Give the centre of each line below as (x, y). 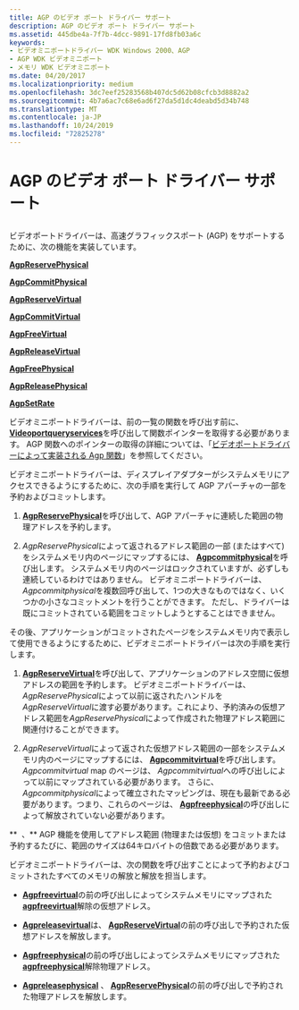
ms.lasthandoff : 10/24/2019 (62, 126)
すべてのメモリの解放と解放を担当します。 (133, 876)
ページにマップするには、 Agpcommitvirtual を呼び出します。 (167, 760)
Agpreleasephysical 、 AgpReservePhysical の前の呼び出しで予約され (153, 986)
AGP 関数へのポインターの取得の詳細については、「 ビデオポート (143, 445)
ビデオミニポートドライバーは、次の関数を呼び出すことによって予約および (146, 865)
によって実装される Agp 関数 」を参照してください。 (112, 455)
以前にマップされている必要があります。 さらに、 (128, 782)
